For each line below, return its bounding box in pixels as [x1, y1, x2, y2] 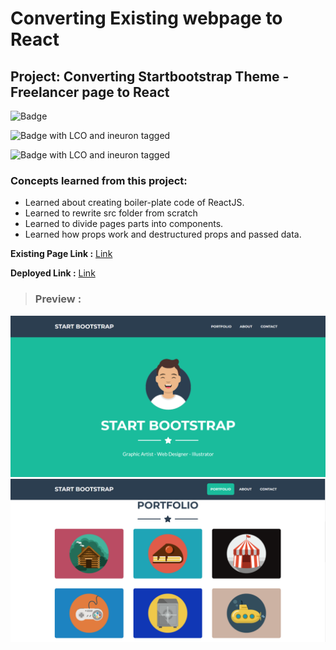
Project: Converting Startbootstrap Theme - [10, 68, 290, 85]
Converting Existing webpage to [10, 7, 283, 30]
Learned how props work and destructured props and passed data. [24, 228, 302, 241]
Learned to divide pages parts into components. [24, 218, 224, 230]
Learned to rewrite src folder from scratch [24, 207, 198, 219]
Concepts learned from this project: [10, 173, 188, 187]
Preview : [34, 292, 82, 306]
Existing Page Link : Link [10, 248, 113, 260]
